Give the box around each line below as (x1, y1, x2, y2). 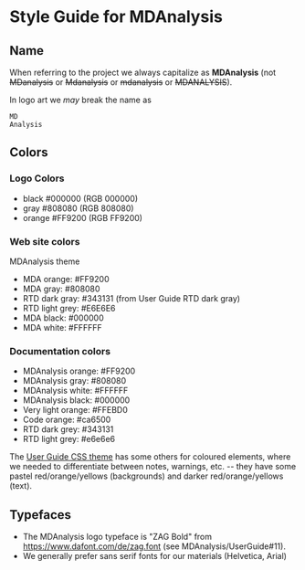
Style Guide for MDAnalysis (9, 6, 224, 27)
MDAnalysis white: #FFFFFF (22, 385, 129, 396)
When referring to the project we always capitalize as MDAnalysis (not (9, 67, 277, 78)
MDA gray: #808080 (22, 283, 100, 294)
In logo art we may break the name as (9, 94, 152, 105)
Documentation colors (9, 344, 111, 357)
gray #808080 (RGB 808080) (22, 203, 134, 214)
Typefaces (9, 507, 71, 522)
